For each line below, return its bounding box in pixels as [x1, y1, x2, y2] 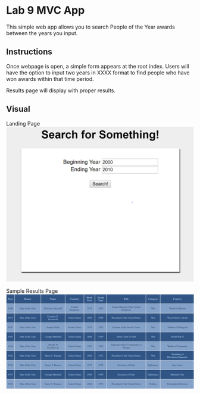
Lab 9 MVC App [6, 4, 85, 17]
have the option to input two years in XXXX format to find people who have [6, 69, 190, 76]
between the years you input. [6, 29, 78, 36]
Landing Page [6, 120, 40, 127]
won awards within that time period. [6, 75, 94, 82]
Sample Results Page [6, 287, 58, 295]
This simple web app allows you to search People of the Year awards [6, 23, 176, 30]
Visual [6, 104, 31, 114]
